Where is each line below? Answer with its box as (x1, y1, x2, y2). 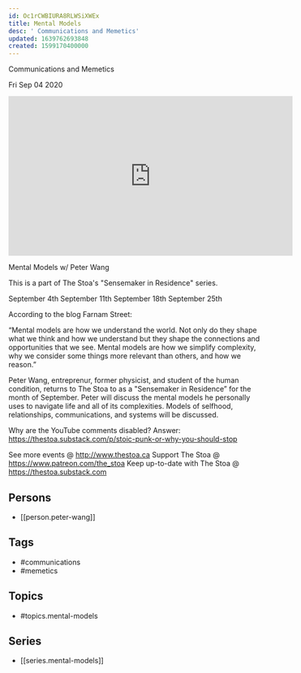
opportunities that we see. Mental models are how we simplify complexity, (8, 342, 256, 353)
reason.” (8, 360, 37, 370)
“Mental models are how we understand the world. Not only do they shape (8, 325, 257, 335)
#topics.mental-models (19, 611, 99, 620)
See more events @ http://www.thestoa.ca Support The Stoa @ (8, 450, 221, 460)
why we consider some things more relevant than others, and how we (8, 351, 242, 361)
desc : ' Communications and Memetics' (8, 27, 140, 35)
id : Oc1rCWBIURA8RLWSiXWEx (8, 11, 100, 20)
